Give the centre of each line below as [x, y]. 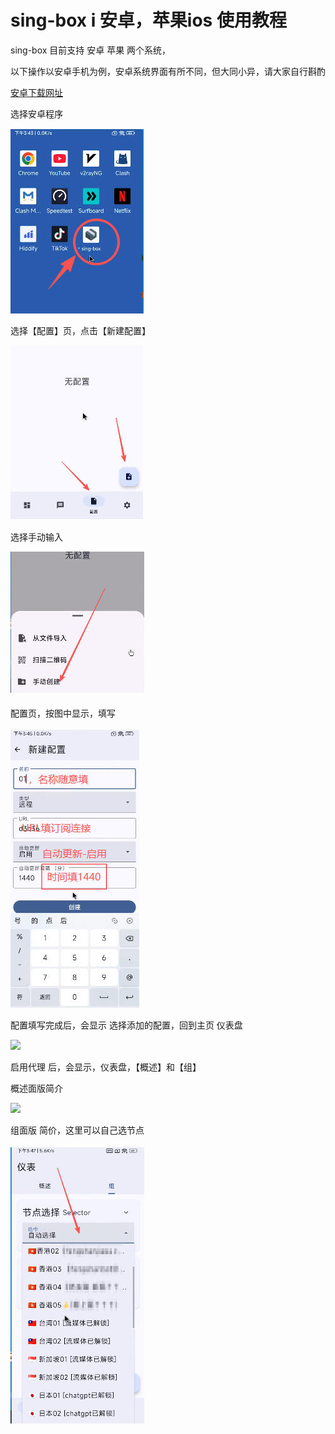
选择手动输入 [36, 537]
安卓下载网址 [36, 92]
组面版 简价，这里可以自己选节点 [77, 1130]
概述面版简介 [36, 1088]
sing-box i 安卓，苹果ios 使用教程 [148, 20]
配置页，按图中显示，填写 [63, 713]
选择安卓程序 [36, 113]
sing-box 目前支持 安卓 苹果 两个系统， [91, 50]
